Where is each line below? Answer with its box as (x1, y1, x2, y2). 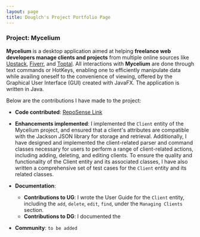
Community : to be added (14, 224, 78, 231)
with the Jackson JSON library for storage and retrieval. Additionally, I (14, 132, 187, 140)
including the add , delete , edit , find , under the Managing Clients (23, 200, 183, 207)
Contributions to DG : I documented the (23, 213, 121, 220)
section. (23, 206, 44, 213)
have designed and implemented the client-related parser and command (14, 139, 193, 146)
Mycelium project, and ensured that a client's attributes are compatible (14, 126, 189, 133)
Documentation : (14, 182, 56, 189)
